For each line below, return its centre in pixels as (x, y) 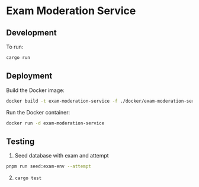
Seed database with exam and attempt (62, 156)
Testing (20, 141)
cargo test (28, 178)
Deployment (29, 76)
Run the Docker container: (38, 112)
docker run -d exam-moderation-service (55, 123)
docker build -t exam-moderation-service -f (62, 101)
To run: (15, 47)
